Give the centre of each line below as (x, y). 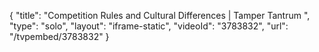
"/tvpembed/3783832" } (59, 36)
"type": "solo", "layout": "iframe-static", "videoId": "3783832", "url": (149, 26)
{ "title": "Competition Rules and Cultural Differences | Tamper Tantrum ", (160, 15)
